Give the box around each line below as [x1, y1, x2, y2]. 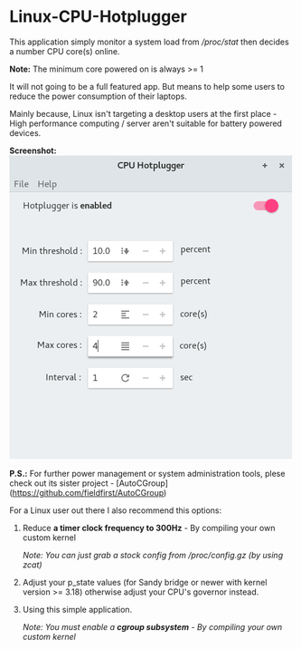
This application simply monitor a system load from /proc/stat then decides [9, 36, 289, 47]
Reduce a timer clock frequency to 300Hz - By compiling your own [22, 522, 276, 533]
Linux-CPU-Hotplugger [9, 6, 187, 27]
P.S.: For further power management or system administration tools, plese [9, 468, 286, 479]
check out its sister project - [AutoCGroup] [9, 478, 169, 489]
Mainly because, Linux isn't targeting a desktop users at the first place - [9, 108, 277, 119]
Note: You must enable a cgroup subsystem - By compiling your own [22, 621, 283, 632]
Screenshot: [9, 145, 57, 156]
